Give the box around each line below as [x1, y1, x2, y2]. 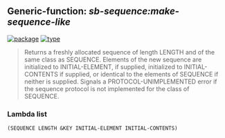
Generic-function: [7, 6, 87, 17]
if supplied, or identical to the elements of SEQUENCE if [60, 70, 219, 78]
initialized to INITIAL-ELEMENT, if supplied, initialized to [24, 62, 183, 71]
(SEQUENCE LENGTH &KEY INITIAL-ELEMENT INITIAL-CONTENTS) [7, 125, 178, 132]
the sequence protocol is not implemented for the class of [24, 84, 190, 92]
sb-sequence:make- [89, 6, 180, 17]
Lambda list [7, 109, 47, 119]
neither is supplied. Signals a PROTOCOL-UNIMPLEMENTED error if [24, 77, 217, 86]
